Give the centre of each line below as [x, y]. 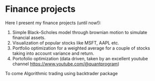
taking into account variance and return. [53, 53]
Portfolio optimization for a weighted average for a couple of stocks [81, 48]
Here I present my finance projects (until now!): [53, 23]
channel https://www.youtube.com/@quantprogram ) [66, 64]
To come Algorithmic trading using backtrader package [61, 73]
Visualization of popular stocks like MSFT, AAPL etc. [66, 42]
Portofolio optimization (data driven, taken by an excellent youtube [80, 58]
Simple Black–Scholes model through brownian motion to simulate [80, 32]
